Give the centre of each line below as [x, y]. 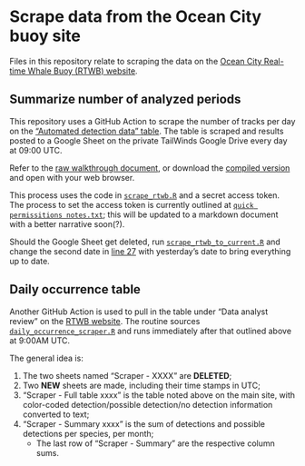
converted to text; [56, 414]
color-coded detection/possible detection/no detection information [148, 404]
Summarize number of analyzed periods [125, 99]
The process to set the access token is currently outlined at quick [132, 204]
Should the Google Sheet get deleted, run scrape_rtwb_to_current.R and [145, 242]
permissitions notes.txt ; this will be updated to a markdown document [144, 214]
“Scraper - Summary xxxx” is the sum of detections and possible [144, 423]
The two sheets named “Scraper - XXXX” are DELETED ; [127, 375]
